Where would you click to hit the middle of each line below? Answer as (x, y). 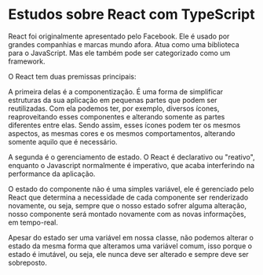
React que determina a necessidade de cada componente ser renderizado (128, 197)
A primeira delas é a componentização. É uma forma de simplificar (116, 91)
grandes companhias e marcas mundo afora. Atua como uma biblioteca (124, 44)
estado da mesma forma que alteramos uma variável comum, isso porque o (130, 246)
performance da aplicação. (52, 174)
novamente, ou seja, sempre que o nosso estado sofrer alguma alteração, (128, 205)
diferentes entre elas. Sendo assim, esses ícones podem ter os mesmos (124, 125)
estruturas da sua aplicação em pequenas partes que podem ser (113, 100)
